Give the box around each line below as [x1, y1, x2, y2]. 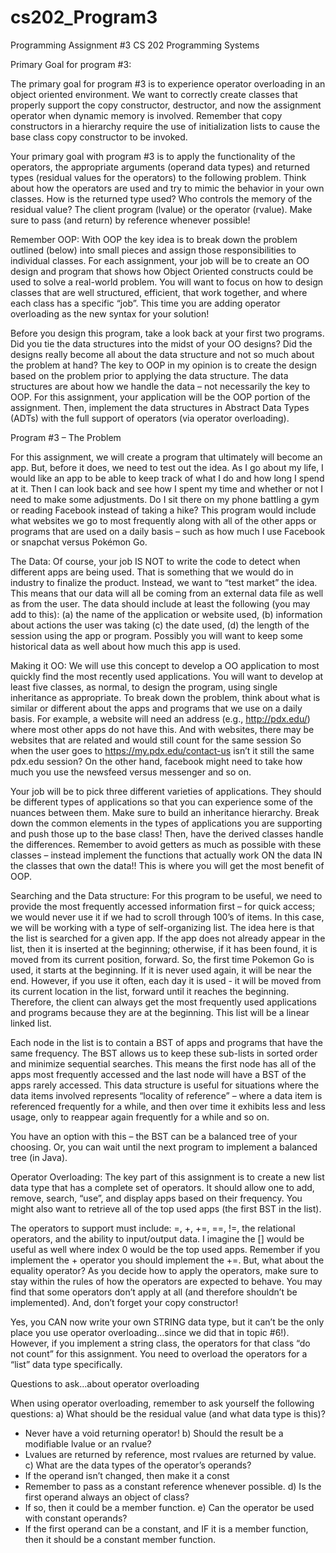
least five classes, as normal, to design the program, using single [10, 681, 278, 693]
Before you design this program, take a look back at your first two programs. [10, 327, 325, 339]
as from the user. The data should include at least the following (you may [10, 597, 311, 610]
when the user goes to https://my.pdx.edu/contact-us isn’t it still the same [10, 744, 315, 756]
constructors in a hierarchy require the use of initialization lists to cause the [10, 120, 321, 132]
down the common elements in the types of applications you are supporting [10, 817, 323, 829]
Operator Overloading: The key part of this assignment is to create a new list [10, 1171, 325, 1183]
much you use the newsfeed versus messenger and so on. [10, 766, 252, 778]
